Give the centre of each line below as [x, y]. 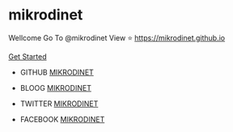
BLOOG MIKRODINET [55, 87]
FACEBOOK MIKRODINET [62, 119]
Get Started [28, 56]
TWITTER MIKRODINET [59, 104]
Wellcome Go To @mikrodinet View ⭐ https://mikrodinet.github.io [117, 37]
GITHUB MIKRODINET [57, 72]
